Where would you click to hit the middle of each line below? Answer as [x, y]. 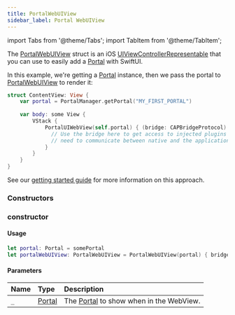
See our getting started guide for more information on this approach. [106, 180]
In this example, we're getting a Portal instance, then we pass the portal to [114, 75]
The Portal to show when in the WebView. [132, 301]
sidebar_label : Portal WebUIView [56, 20]
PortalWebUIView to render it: [50, 82]
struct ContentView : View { [48, 95]
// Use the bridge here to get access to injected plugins [139, 134]
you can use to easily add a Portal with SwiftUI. [75, 61]
